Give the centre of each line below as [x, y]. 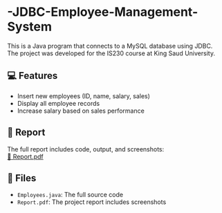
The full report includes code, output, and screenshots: [86, 149]
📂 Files [22, 178]
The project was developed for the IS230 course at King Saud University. [111, 53]
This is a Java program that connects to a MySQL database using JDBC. [110, 46]
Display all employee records [58, 103]
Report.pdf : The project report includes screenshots [92, 202]
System [30, 27]
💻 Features [33, 76]
